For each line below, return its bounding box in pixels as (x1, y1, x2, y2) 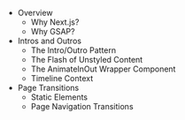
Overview (17, 8, 53, 18)
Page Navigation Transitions (30, 101, 135, 111)
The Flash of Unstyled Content (30, 55, 143, 64)
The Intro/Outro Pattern (30, 45, 117, 56)
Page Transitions (17, 83, 80, 93)
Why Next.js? (30, 17, 80, 27)
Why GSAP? (30, 26, 75, 36)
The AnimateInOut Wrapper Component (30, 64, 176, 74)
